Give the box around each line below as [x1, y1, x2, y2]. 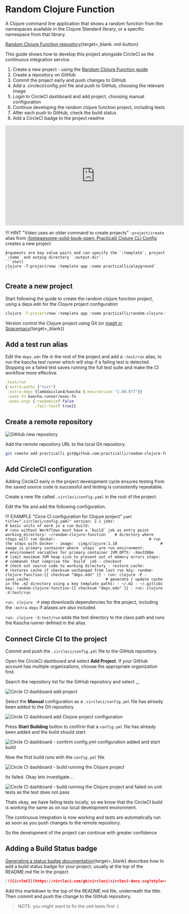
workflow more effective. [5, 370, 58, 376]
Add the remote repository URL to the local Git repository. [5, 441, 126, 447]
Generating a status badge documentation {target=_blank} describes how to [5, 857, 165, 864]
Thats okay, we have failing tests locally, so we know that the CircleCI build [5, 799, 163, 805]
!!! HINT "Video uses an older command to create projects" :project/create [5, 229, 165, 235]
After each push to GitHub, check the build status [12, 110, 117, 116]
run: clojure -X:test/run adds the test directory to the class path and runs [5, 614, 165, 621]
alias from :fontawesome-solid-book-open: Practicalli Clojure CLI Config [5, 235, 157, 241]
